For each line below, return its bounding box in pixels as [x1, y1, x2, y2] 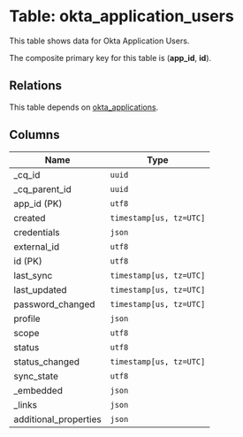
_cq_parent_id [13, 183, 72, 195]
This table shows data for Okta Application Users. [9, 35, 190, 46]
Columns [9, 127, 60, 142]
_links [13, 398, 38, 410]
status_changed [13, 356, 80, 368]
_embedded [13, 384, 64, 396]
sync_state [13, 370, 59, 382]
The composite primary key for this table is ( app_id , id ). [9, 52, 212, 63]
